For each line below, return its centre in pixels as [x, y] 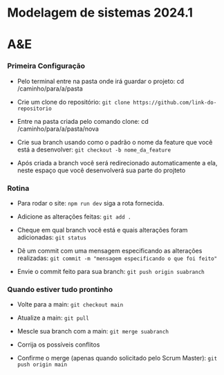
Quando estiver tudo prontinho [60, 289]
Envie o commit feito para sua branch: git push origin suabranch [111, 271]
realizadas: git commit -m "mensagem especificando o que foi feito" [117, 258]
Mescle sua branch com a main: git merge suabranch [93, 331]
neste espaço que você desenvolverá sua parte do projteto [101, 170]
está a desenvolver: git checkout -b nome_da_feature [94, 149]
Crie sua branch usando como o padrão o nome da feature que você [115, 142]
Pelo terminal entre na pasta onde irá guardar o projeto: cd [101, 81]
